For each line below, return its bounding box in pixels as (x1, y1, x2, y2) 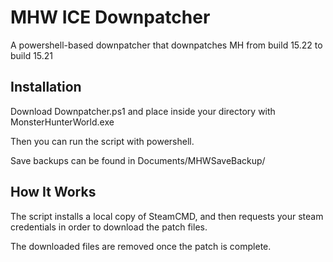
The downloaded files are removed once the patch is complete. (10, 240, 272, 252)
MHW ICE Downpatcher (10, 6, 211, 29)
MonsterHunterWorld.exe (10, 116, 115, 128)
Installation (10, 79, 82, 96)
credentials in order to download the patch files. (10, 221, 208, 233)
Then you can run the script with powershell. (10, 135, 195, 147)
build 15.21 (10, 49, 54, 61)
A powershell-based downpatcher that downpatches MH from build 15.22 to (10, 39, 323, 51)
